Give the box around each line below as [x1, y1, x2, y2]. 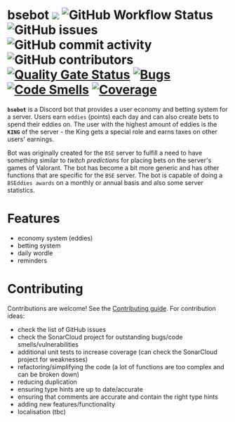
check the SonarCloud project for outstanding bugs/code [17, 333, 183, 341]
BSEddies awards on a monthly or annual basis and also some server [7, 178, 203, 186]
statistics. [7, 186, 35, 194]
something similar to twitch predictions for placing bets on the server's [7, 155, 212, 165]
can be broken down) [17, 370, 79, 378]
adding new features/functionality [17, 399, 116, 408]
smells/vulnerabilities [17, 340, 79, 348]
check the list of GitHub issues [17, 325, 107, 333]
